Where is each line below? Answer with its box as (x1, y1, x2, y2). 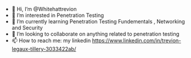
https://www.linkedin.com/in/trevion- (92, 37, 181, 44)
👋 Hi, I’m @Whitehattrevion (11, 6, 77, 12)
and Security (11, 24, 43, 31)
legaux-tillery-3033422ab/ (11, 46, 76, 52)
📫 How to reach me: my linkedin (11, 37, 91, 44)
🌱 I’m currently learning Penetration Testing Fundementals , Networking (11, 18, 185, 25)
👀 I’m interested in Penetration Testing (11, 12, 104, 19)
